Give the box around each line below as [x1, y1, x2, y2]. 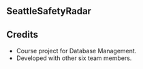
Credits [6, 29, 39, 40]
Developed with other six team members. [16, 54, 132, 62]
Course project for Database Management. [16, 47, 137, 55]
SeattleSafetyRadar [6, 5, 92, 17]
